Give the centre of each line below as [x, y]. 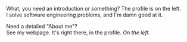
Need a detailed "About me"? [42, 26]
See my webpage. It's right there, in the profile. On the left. [78, 33]
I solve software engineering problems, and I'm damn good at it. [85, 15]
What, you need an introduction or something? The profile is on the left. [94, 9]
